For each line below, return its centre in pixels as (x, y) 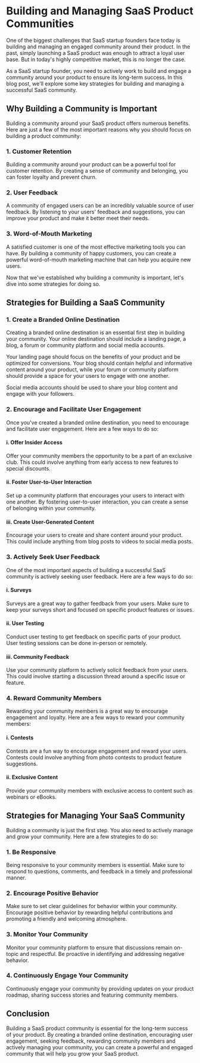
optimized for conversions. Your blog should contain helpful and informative (99, 364)
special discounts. (28, 468)
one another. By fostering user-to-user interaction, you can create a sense (97, 502)
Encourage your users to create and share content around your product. (95, 535)
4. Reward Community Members (54, 698)
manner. (16, 878)
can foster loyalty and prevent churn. (51, 177)
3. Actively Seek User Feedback (53, 557)
